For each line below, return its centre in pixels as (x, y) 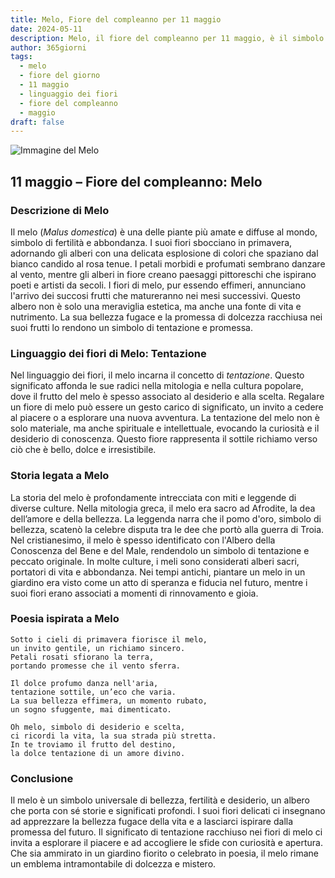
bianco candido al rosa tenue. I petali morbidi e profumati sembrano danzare (168, 263)
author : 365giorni (48, 47)
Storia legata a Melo (60, 476)
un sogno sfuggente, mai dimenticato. (91, 709)
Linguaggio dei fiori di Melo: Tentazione (108, 353)
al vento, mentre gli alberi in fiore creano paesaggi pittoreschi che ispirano (163, 274)
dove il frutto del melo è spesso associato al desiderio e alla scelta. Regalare (167, 397)
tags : (21, 57)
